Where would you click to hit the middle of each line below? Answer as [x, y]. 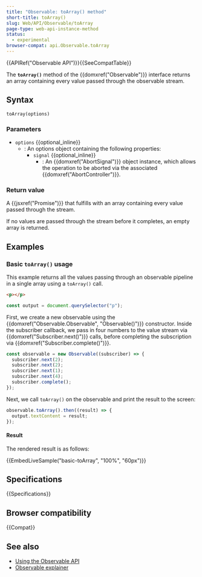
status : [16, 34]
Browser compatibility [49, 513]
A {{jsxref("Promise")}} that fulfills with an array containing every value [95, 203]
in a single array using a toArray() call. [55, 283]
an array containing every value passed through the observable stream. [96, 81]
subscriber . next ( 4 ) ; [37, 377]
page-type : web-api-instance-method [52, 29]
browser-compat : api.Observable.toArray [58, 46]
